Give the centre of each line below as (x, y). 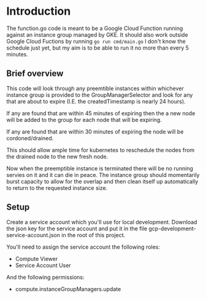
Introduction (39, 11)
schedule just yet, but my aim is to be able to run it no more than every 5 (97, 48)
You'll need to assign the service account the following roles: (83, 247)
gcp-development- (172, 229)
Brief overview (35, 74)
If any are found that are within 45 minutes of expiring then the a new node (101, 113)
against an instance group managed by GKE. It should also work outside (97, 34)
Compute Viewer (36, 259)
